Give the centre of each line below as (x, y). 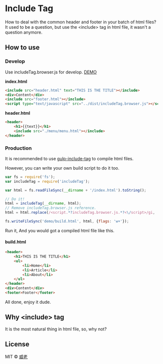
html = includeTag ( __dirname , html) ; (43, 204)
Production (18, 148)
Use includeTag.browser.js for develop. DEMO (51, 72)
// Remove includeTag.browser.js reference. (51, 208)
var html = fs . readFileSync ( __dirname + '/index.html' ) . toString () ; (76, 190)
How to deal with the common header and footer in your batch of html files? (81, 22)
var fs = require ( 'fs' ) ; (30, 177)
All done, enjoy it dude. (28, 302)
